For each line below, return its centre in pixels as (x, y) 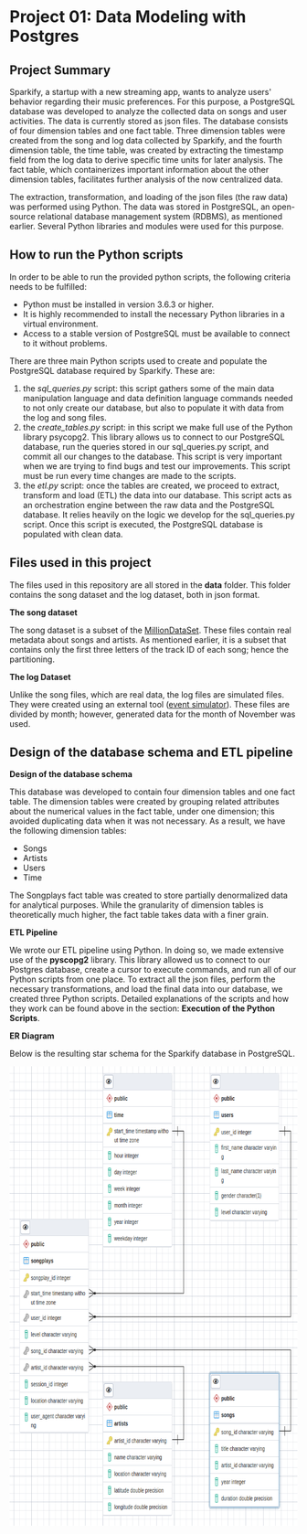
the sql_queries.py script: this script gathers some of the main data (148, 388)
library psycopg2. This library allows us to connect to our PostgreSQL (153, 437)
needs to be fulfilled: (48, 286)
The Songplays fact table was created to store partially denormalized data (148, 895)
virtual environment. (60, 324)
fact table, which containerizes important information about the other (139, 170)
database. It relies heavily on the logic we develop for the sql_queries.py (159, 515)
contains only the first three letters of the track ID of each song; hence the (149, 649)
